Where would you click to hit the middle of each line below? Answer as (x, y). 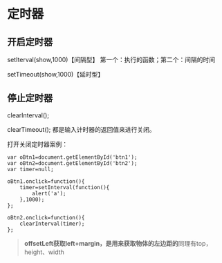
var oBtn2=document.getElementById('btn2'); (72, 163)
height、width (44, 252)
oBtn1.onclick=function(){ (46, 181)
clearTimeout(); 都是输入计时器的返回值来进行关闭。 (81, 129)
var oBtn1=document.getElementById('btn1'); (72, 157)
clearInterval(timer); (52, 224)
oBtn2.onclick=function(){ (46, 217)
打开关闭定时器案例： (37, 144)
